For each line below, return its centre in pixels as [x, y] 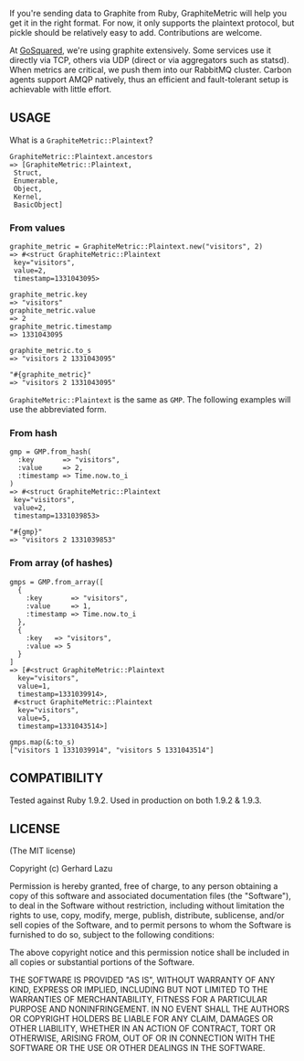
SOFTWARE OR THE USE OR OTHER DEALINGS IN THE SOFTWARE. [137, 1048]
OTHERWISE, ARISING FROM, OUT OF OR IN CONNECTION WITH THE [142, 1038]
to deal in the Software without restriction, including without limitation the [147, 906]
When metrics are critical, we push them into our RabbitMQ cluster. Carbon [151, 70]
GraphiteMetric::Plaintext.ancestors [81, 156]
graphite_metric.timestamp [61, 327]
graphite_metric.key [49, 295]
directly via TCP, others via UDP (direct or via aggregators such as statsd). [149, 60]
